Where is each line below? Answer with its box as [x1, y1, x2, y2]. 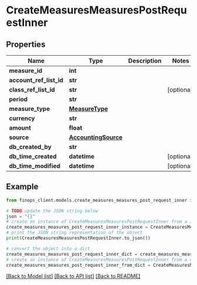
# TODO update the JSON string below [6, 208, 98, 214]
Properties [6, 39, 46, 49]
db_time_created [9, 152, 57, 160]
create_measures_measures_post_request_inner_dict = [6, 251, 138, 257]
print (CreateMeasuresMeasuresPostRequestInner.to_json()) [6, 235, 151, 241]
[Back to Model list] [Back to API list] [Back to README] [6, 273, 141, 280]
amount [9, 124, 31, 132]
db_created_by [9, 143, 52, 151]
